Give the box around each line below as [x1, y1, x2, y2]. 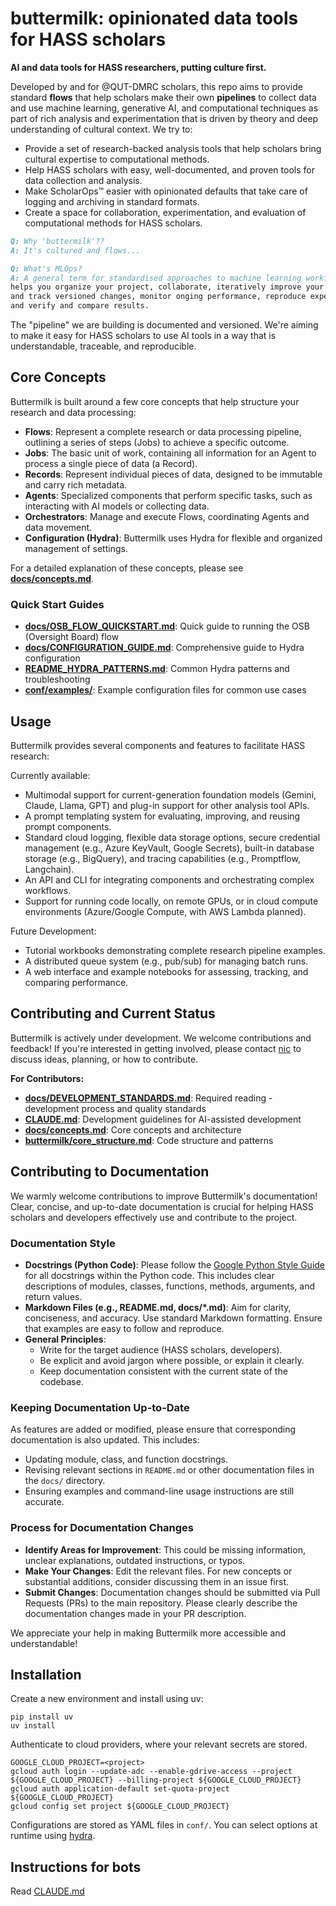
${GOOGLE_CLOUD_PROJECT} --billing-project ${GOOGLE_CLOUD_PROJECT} [10, 1775, 302, 1786]
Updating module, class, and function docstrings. [24, 1453, 228, 1466]
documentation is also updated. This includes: [10, 1434, 200, 1446]
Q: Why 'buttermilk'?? [10, 236, 105, 246]
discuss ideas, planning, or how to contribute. [10, 1053, 199, 1065]
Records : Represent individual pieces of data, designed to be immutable [24, 468, 323, 480]
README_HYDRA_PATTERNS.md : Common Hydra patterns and [24, 663, 290, 675]
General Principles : [24, 1333, 107, 1345]
